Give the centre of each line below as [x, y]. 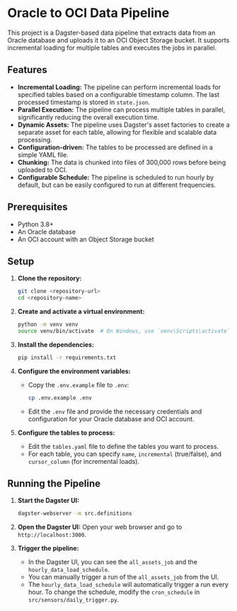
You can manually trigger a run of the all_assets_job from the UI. [123, 577]
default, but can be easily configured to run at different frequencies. [117, 185]
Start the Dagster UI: [48, 501]
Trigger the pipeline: [48, 548]
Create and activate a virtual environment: [81, 312]
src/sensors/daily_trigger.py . [74, 600]
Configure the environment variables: [74, 371]
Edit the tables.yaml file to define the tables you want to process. [123, 446]
